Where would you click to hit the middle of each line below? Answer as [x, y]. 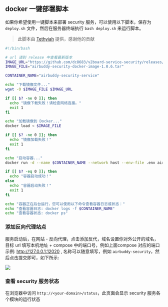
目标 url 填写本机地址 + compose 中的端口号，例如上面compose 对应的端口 [82, 245]
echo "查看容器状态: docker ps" [37, 213]
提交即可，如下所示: [39, 257]
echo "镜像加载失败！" [30, 140]
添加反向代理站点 [26, 227]
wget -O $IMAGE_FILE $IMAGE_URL [39, 89]
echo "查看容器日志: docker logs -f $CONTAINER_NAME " [60, 208]
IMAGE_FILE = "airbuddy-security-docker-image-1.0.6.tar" [64, 66]
